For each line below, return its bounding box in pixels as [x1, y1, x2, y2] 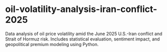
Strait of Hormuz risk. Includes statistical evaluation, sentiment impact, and [5, 36, 160, 42]
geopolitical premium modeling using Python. [5, 41, 99, 47]
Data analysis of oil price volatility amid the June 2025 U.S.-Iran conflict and [5, 30, 162, 36]
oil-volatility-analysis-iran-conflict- [5, 3, 157, 15]
